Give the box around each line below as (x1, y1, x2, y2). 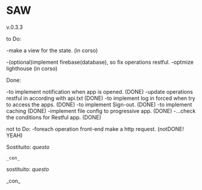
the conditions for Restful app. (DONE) (6, 114, 102, 121)
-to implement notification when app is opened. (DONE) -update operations (6, 88, 194, 95)
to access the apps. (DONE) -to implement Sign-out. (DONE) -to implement (6, 100, 192, 108)
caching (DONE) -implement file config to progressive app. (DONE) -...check (6, 107, 196, 114)
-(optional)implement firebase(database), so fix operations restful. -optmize (6, 58, 194, 66)
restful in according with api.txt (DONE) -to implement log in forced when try (6, 94, 195, 102)
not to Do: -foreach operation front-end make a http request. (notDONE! (6, 125, 185, 132)
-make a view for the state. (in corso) (6, 46, 98, 54)
